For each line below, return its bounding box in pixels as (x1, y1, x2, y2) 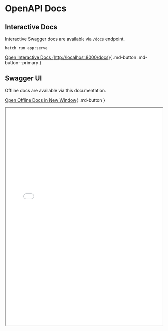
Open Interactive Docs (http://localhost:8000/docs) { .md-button (5, 54, 137, 60)
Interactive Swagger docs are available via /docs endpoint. (5, 36, 125, 42)
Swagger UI (5, 74, 42, 83)
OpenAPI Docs (5, 3, 67, 14)
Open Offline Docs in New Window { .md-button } (5, 97, 105, 103)
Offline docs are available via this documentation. (5, 87, 106, 93)
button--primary (5, 60, 39, 65)
